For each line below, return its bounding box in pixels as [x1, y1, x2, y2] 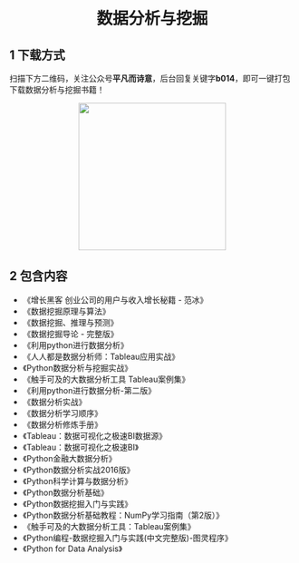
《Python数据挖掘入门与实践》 [22, 498, 133, 509]
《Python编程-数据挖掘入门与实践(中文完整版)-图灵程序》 [22, 532, 233, 543]
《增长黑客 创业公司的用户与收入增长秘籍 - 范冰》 [22, 294, 208, 305]
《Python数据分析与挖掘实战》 [22, 362, 133, 373]
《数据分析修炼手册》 [22, 419, 102, 430]
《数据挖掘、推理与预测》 [22, 316, 119, 327]
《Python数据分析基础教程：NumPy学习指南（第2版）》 [22, 510, 225, 520]
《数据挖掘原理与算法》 [22, 306, 111, 316]
